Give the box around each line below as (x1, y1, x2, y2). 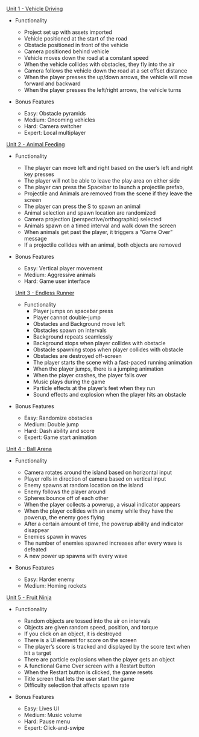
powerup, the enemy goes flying (24, 514, 105, 521)
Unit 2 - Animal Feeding (6, 141, 65, 148)
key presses (24, 170, 54, 178)
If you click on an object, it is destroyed (24, 630, 122, 637)
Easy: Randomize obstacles (24, 414, 93, 421)
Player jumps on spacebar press (33, 308, 113, 314)
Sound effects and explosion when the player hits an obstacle (33, 391, 186, 398)
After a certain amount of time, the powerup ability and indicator (24, 520, 184, 527)
